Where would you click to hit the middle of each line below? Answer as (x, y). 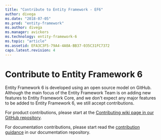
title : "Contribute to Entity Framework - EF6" (54, 9)
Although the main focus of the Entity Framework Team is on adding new (78, 93)
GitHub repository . (24, 118)
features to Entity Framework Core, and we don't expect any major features (80, 98)
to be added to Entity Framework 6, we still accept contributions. (70, 103)
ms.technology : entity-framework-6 (41, 37)
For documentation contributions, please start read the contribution (72, 127)
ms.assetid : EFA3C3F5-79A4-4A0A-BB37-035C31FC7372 (57, 46)
